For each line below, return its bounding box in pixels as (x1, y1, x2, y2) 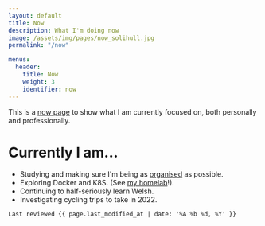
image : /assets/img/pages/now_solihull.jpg (8, 33, 155, 42)
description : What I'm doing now (8, 26, 119, 34)
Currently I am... (8, 143, 119, 162)
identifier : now (22, 85, 77, 93)
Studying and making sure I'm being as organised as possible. (19, 169, 224, 179)
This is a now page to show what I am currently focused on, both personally (8, 107, 257, 116)
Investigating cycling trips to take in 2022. (19, 195, 158, 205)
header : (15, 63, 41, 72)
